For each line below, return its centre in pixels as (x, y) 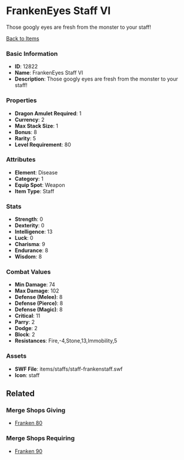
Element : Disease (36, 172)
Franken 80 (29, 423)
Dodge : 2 (26, 328)
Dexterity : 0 (29, 226)
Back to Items (23, 38)
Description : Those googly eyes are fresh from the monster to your (96, 79)
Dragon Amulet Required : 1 (48, 113)
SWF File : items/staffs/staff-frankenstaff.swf (68, 369)
